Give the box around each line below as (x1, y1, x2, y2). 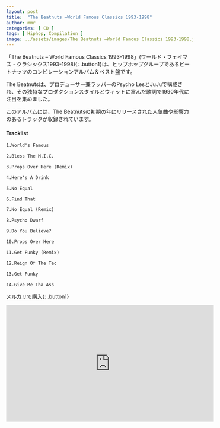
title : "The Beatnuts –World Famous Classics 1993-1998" (6, 14, 152, 20)
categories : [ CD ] (6, 25, 55, 31)
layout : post (6, 8, 39, 15)
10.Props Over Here (6, 239, 55, 245)
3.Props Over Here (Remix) (6, 164, 73, 170)
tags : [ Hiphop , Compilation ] (6, 31, 84, 37)
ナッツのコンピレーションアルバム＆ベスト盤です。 (11, 68, 136, 75)
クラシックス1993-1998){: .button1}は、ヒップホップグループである (16, 60, 180, 68)
